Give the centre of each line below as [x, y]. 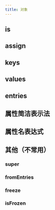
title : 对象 [16, 10]
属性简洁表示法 [27, 114]
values [15, 79]
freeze [13, 190]
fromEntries [19, 177]
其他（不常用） [27, 150]
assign [15, 46]
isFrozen [15, 203]
